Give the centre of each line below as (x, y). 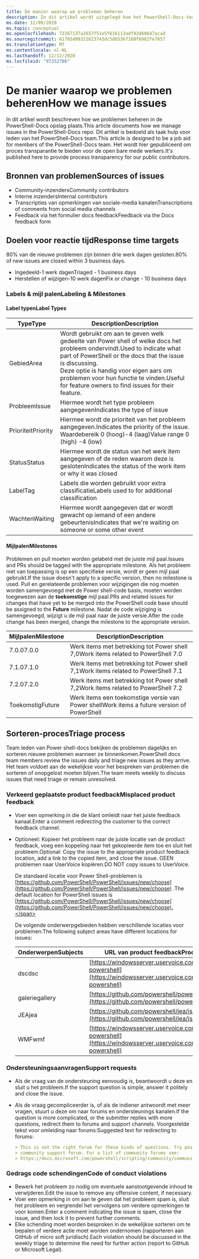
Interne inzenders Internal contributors (61, 197)
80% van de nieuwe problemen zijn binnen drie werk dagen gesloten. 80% (97, 255)
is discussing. (79, 363)
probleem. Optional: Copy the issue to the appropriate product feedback (102, 851)
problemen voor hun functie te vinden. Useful (122, 378)
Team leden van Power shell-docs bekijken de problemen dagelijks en (92, 748)
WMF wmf (31, 1039)
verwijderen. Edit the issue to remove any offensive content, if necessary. (103, 1193)
